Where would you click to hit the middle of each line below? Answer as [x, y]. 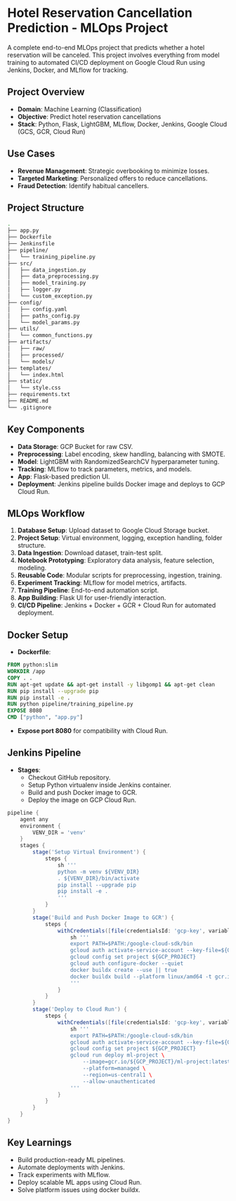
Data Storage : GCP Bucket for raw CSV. [75, 446]
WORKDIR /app [26, 672]
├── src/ [20, 263]
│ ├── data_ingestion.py [47, 270]
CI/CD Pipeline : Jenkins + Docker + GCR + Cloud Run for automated [117, 605]
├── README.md [28, 401]
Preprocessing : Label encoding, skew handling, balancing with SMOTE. [122, 454]
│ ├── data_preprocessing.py [53, 276]
